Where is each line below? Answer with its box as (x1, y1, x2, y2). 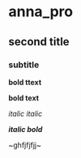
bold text (8, 92, 39, 103)
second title (8, 35, 70, 49)
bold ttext (8, 77, 42, 87)
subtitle (8, 59, 40, 70)
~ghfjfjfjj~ (8, 140, 42, 150)
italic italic (8, 109, 43, 118)
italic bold (8, 124, 43, 134)
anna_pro (8, 2, 74, 21)
